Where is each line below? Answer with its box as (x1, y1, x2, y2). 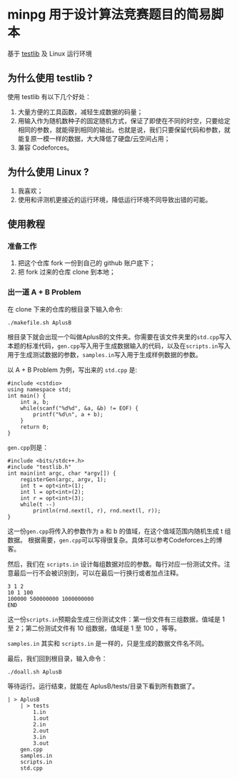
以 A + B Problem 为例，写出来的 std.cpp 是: (7, 365, 138, 374)
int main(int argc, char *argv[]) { (7, 470, 116, 477)
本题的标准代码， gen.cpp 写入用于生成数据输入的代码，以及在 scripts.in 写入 (7, 341, 230, 350)
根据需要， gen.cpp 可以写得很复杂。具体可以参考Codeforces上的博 (27, 535, 223, 544)
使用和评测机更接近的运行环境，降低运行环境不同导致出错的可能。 (17, 195, 212, 204)
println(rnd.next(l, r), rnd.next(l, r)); (33, 507, 161, 514)
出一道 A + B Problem (7, 287, 82, 297)
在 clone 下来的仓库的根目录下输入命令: (7, 304, 123, 314)
